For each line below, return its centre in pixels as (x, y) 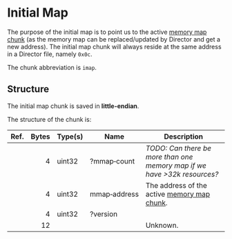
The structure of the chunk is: (49, 119)
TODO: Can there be (178, 148)
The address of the (176, 185)
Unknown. (162, 225)
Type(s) (70, 136)
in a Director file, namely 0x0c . (50, 54)
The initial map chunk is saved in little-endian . (73, 106)
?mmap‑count (112, 161)
